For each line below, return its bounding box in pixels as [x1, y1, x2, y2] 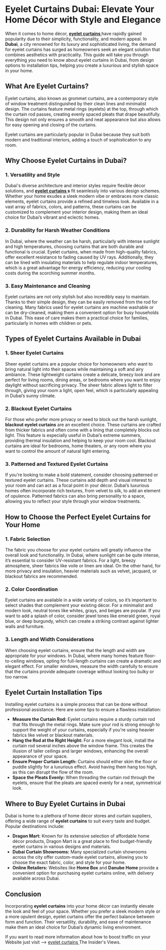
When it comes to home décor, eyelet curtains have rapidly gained [5, 30, 142, 36]
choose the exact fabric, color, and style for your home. [12, 859, 126, 865]
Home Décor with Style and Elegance [5, 14, 161, 25]
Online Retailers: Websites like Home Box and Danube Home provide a [12, 865, 159, 871]
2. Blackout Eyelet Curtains [5, 405, 72, 412]
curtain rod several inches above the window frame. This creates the [12, 743, 153, 749]
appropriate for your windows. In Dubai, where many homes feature [5, 653, 144, 659]
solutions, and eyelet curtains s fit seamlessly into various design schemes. [5, 188, 161, 194]
